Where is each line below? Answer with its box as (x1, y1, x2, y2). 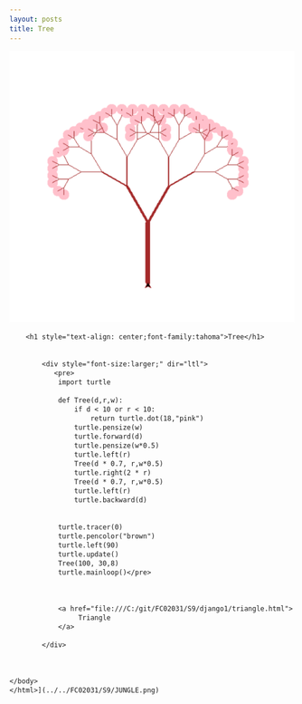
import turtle (57, 378, 111, 387)
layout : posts (9, 14, 63, 24)
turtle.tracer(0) (57, 523, 124, 532)
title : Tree (9, 24, 54, 34)
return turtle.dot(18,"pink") (90, 414, 204, 423)
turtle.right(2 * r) (73, 468, 152, 477)
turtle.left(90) (57, 541, 119, 550)
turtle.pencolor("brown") (57, 532, 156, 541)
